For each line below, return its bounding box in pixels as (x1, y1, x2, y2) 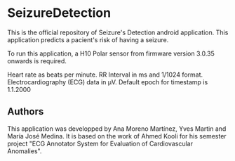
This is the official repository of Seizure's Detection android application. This (7, 28, 229, 37)
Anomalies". (7, 146, 42, 155)
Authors (7, 105, 44, 117)
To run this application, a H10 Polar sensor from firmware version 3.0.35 (7, 49, 215, 58)
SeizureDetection (7, 5, 111, 21)
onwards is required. (7, 56, 67, 65)
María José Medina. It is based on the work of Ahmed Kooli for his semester (7, 131, 227, 140)
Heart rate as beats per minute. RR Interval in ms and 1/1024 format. (7, 70, 203, 79)
